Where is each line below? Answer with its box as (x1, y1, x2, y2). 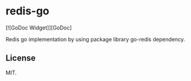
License (5, 53, 36, 64)
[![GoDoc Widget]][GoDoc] (5, 24, 72, 31)
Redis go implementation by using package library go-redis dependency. (5, 35, 185, 43)
